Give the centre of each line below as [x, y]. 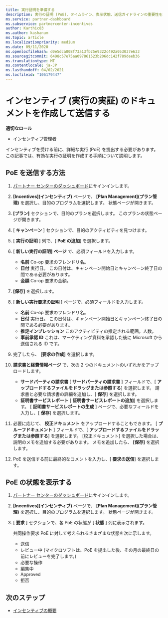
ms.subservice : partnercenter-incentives [49, 24]
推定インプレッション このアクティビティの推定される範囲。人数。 [88, 331]
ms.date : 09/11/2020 [27, 47]
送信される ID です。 [41, 343]
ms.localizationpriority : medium [40, 42]
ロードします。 [28, 371]
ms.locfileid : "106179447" [34, 75]
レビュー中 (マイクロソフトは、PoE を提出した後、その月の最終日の [89, 550]
